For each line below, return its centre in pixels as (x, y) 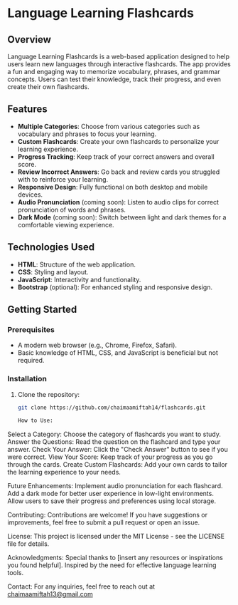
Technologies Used (51, 247)
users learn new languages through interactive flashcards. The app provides (119, 64)
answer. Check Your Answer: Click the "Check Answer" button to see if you (118, 450)
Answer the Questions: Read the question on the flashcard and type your (114, 442)
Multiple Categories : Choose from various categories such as (109, 126)
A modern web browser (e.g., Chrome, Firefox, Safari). (97, 345)
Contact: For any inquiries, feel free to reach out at (81, 586)
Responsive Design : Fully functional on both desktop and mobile (113, 187)
